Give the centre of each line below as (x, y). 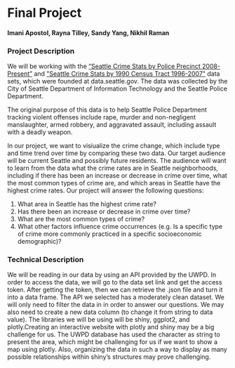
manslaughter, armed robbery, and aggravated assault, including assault (112, 125)
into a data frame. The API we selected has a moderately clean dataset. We (116, 297)
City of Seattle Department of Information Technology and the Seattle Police (117, 88)
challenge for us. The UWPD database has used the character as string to (114, 334)
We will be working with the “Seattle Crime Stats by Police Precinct (104, 66)
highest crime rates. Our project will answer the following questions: (106, 190)
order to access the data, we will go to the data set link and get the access (115, 282)
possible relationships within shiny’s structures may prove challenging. (109, 357)
